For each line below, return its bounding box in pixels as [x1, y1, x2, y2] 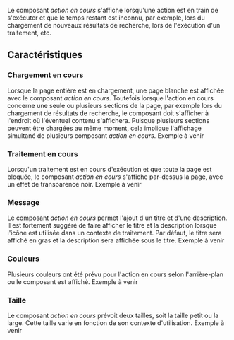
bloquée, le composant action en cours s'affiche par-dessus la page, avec [7, 172, 223, 181]
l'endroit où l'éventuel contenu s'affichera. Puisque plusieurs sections [7, 116, 210, 124]
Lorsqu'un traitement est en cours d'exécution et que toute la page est [7, 165, 212, 173]
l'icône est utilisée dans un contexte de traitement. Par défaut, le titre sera [7, 229, 222, 238]
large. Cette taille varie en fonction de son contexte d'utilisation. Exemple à [7, 318, 225, 327]
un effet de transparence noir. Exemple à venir [7, 180, 142, 188]
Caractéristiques [7, 49, 83, 61]
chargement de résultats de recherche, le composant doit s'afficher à [7, 109, 209, 117]
